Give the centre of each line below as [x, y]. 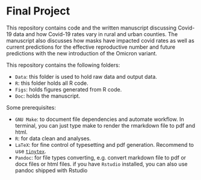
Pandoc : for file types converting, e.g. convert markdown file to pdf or [100, 157]
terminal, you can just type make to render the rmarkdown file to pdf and [105, 125]
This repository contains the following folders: [63, 65]
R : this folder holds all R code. [51, 83]
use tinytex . [30, 151]
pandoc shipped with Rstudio [51, 170]
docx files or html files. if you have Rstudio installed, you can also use [101, 164]
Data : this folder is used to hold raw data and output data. [86, 76]
